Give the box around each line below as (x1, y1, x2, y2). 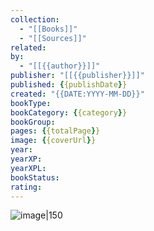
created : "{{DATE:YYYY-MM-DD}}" (10, 89, 145, 99)
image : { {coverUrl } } (10, 136, 97, 146)
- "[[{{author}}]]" (19, 61, 101, 71)
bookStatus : (10, 172, 60, 183)
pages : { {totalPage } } (10, 126, 101, 136)
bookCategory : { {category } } (10, 107, 128, 118)
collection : (10, 14, 60, 25)
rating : (10, 182, 43, 192)
